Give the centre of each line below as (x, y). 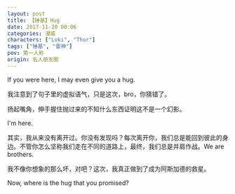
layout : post (26, 14)
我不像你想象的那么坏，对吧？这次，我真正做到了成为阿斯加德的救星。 (109, 169)
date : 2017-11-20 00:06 (42, 27)
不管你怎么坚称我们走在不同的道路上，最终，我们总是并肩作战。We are (122, 146)
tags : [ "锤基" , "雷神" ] (40, 46)
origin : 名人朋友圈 (33, 60)
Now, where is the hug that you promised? (68, 183)
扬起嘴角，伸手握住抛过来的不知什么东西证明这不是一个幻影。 (96, 109)
